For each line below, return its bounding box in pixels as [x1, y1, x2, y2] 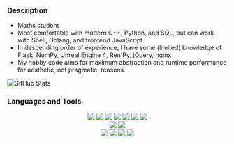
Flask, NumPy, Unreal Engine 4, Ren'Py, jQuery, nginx [17, 51, 172, 59]
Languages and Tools [7, 97, 82, 106]
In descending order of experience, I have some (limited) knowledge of [17, 44, 222, 52]
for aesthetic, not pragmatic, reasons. [17, 65, 126, 74]
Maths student [17, 22, 59, 30]
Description [7, 6, 48, 15]
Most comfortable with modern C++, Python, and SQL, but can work [17, 29, 214, 37]
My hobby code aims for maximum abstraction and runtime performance [17, 58, 227, 67]
